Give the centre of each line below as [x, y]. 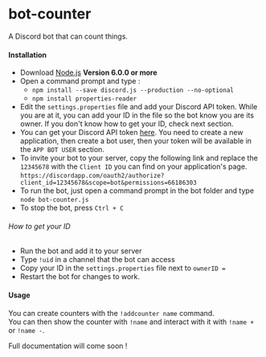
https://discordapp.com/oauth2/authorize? [92, 176]
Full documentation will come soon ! [68, 346]
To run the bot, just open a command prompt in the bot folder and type [137, 191]
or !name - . [27, 330]
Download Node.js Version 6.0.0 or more [89, 72]
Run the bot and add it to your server [81, 251]
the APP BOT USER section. [62, 150]
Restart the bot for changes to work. [80, 277]
